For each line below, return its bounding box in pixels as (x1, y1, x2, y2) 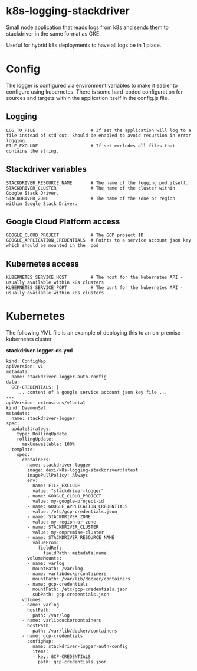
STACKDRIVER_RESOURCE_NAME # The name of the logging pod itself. (6, 179, 189, 186)
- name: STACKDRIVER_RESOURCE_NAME (27, 535, 115, 541)
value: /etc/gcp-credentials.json (32, 509, 117, 515)
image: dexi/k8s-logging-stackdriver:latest (27, 467, 139, 473)
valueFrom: (32, 540, 60, 546)
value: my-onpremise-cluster (32, 529, 104, 535)
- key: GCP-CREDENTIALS (32, 654, 91, 660)
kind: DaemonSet (6, 405, 46, 411)
